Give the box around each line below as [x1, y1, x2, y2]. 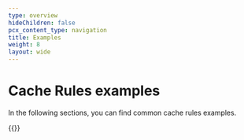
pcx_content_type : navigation [8, 26, 108, 34]
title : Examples [8, 33, 61, 42]
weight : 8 [8, 41, 41, 49]
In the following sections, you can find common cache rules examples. [8, 108, 237, 117]
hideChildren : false [8, 19, 76, 27]
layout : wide [8, 48, 51, 56]
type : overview [8, 11, 58, 20]
